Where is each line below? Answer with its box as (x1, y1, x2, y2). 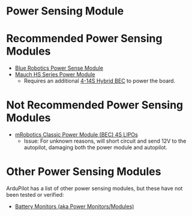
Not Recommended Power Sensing (6, 98, 184, 112)
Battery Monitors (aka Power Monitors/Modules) (14, 203, 134, 210)
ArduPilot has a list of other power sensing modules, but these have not (6, 185, 183, 192)
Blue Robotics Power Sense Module (14, 64, 104, 72)
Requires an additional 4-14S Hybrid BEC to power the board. (23, 77, 176, 85)
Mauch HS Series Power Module (14, 71, 95, 78)
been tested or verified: (6, 191, 64, 198)
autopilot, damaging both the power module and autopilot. (23, 144, 168, 151)
